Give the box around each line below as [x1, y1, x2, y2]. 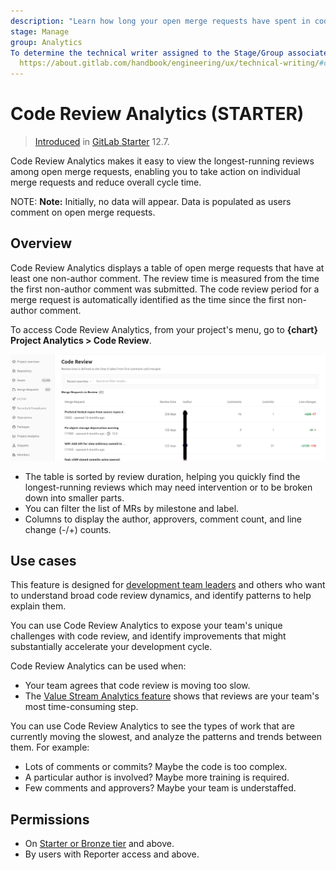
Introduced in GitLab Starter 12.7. [34, 136, 170, 148]
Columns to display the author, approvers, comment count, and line [24, 513, 302, 525]
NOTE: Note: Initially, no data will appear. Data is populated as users [10, 196, 292, 208]
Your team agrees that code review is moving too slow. [24, 680, 251, 692]
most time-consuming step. [24, 701, 139, 713]
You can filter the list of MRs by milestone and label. [24, 502, 240, 514]
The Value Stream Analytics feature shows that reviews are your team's [24, 690, 320, 702]
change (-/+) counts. [24, 523, 112, 535]
